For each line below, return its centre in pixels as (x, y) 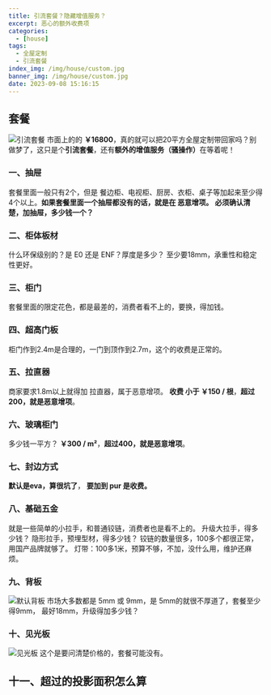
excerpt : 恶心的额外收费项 (49, 24)
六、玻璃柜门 (34, 424)
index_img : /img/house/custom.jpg (67, 69)
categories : (28, 31)
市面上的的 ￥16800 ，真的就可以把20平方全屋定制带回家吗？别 (152, 139)
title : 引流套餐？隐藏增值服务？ (57, 16)
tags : (17, 46)
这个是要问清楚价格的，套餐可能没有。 (103, 653)
